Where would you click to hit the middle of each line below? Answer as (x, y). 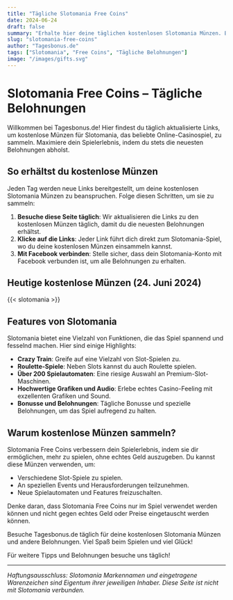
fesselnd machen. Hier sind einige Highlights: (72, 346)
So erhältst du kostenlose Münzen (83, 172)
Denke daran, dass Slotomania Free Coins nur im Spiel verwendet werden (112, 506)
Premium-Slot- (187, 374)
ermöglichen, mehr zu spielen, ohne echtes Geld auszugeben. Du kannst (111, 457)
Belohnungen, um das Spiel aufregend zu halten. (87, 411)
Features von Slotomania (62, 321)
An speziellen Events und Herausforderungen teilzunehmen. (103, 485)
